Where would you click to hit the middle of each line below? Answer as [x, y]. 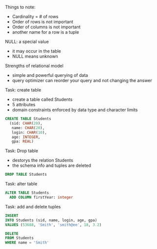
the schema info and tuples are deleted [52, 165]
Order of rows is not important [43, 22]
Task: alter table [21, 184]
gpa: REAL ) [23, 141]
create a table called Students [42, 99]
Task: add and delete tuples [33, 206]
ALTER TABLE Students [27, 193]
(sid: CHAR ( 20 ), [26, 123]
